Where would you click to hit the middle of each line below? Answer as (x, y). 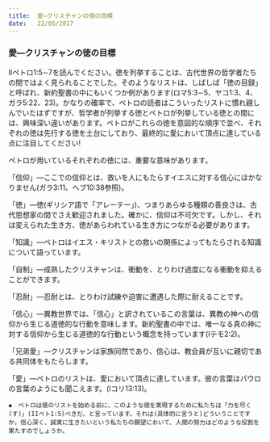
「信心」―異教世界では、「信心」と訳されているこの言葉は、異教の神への (130, 314)
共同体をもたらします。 (54, 361)
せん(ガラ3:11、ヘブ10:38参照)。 (75, 187)
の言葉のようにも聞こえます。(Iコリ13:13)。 (80, 388)
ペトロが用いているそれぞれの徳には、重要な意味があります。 (110, 160)
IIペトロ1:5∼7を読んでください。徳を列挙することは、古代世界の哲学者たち (133, 72)
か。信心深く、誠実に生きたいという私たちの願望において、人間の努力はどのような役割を (134, 422)
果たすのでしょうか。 (38, 431)
